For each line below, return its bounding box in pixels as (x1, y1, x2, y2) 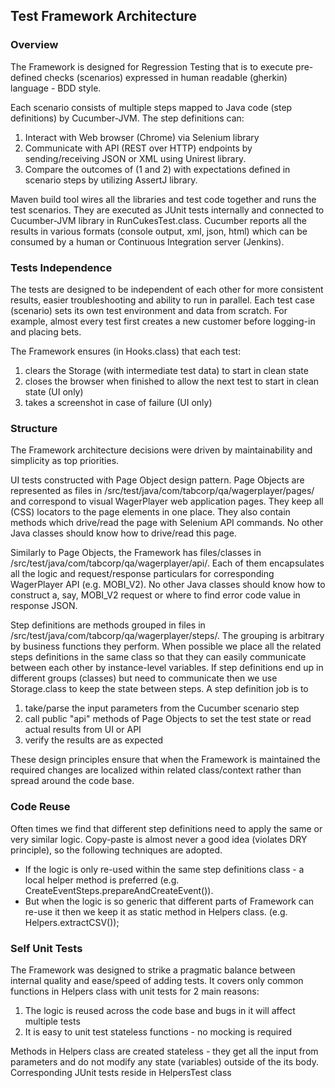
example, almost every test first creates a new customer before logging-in (10, 315, 316, 327)
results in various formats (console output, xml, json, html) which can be (10, 225, 308, 237)
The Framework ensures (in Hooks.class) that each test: (10, 345, 242, 357)
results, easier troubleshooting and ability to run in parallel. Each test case (10, 294, 315, 306)
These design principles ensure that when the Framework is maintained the (10, 754, 321, 766)
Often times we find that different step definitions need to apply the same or (10, 822, 323, 834)
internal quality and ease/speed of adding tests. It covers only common (10, 974, 304, 986)
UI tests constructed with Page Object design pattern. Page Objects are (10, 474, 305, 486)
